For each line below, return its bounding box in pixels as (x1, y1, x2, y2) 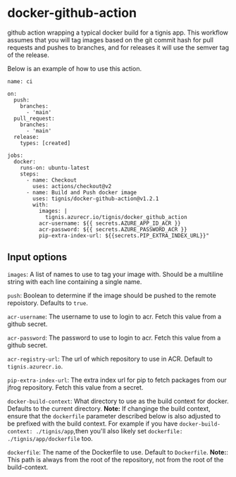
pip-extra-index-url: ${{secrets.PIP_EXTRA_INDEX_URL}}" (38, 232, 210, 239)
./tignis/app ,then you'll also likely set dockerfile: (35, 426, 183, 435)
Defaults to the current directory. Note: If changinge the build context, (7, 404, 211, 413)
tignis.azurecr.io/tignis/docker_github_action (44, 213, 188, 221)
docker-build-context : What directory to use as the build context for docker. (7, 397, 229, 405)
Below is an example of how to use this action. (7, 64, 142, 73)
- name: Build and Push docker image (25, 189, 137, 196)
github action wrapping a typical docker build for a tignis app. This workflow (7, 28, 229, 37)
